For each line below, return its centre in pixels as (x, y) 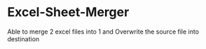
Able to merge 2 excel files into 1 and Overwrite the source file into (103, 31)
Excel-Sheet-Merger (68, 12)
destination (23, 38)
